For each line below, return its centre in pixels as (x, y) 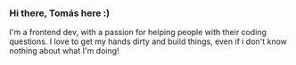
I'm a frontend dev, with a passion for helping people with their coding (138, 32)
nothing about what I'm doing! (64, 51)
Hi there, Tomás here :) (59, 13)
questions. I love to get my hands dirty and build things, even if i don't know (148, 41)
